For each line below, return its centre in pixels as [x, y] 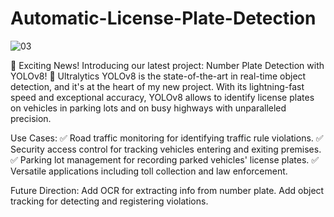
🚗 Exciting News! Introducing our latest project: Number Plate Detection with [167, 65]
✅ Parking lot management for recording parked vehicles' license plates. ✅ [165, 159]
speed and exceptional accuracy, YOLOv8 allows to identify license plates [162, 97]
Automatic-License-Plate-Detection [163, 18]
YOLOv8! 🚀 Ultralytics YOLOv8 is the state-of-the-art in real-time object [158, 76]
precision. [31, 118]
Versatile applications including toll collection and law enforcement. [149, 171]
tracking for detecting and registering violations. [109, 201]
